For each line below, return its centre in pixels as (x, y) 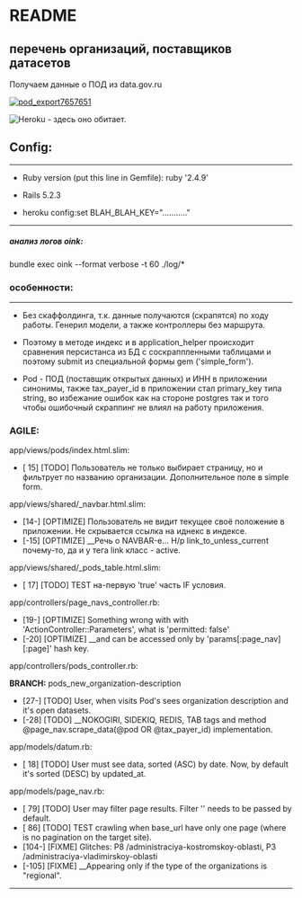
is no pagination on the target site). (87, 838)
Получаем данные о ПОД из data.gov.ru (86, 84)
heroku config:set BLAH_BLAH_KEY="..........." (106, 212)
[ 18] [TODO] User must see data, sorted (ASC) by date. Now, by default (155, 764)
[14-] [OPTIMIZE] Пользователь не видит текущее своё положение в (153, 521)
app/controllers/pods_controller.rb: (74, 666)
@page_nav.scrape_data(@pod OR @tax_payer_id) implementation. (147, 730)
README (43, 16)
